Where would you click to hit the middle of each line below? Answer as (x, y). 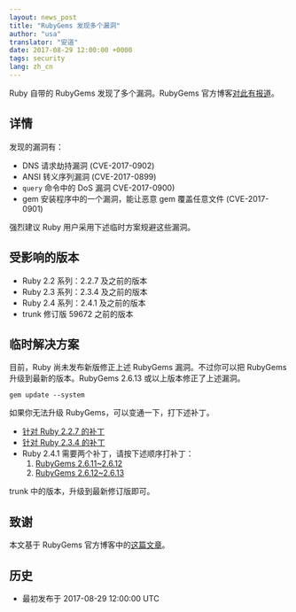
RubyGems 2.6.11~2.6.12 (79, 464)
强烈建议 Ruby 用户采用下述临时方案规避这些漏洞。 (102, 227)
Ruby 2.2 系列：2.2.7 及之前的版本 (85, 281)
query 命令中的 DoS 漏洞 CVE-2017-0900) (98, 188)
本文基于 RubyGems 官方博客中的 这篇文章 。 (90, 545)
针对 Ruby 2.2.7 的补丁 (63, 431)
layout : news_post (43, 17)
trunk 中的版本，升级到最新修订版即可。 (82, 492)
